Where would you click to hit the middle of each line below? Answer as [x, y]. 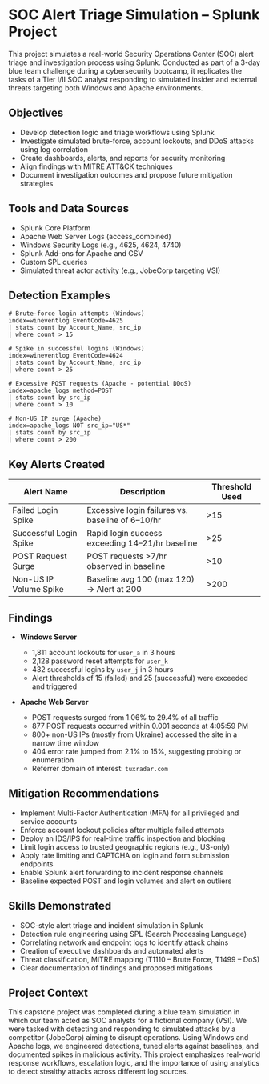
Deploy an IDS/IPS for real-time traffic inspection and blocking [122, 838]
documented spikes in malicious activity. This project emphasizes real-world [134, 1054]
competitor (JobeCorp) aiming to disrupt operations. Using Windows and [128, 1038]
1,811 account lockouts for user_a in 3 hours [103, 652]
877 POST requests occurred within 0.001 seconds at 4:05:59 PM [140, 726]
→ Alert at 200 [114, 590]
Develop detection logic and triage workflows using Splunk [117, 132]
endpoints [36, 864]
